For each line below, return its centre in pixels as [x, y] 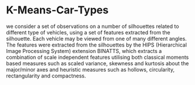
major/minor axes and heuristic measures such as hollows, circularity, [90, 69]
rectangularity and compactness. [46, 76]
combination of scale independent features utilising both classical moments [97, 57]
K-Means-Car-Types [57, 10]
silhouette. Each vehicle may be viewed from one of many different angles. [96, 38]
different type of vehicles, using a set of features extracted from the [88, 32]
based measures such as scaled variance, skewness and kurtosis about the [97, 63]
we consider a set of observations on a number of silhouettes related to [93, 26]
